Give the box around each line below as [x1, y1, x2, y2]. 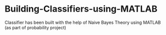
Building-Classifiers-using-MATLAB [4, 3, 158, 15]
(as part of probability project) [4, 24, 67, 30]
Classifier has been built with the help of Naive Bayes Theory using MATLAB [4, 19, 161, 25]
